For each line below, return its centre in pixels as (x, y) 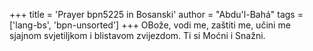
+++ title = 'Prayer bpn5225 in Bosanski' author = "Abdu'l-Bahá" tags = (156, 14)
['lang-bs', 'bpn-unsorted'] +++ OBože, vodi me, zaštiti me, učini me (150, 25)
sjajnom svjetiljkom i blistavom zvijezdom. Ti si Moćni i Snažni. (137, 35)
